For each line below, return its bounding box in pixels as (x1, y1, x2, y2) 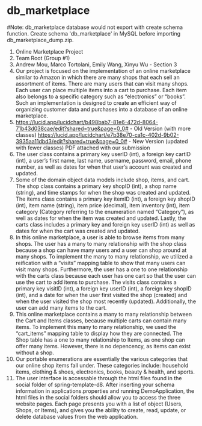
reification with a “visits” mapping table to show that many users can (15, 259, 186, 266)
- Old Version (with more (129, 125, 191, 132)
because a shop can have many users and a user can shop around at (15, 246, 187, 254)
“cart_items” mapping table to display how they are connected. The (15, 330, 183, 337)
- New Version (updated (128, 137, 188, 145)
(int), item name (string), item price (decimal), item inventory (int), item (15, 201, 190, 208)
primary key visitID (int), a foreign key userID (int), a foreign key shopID (15, 284, 192, 292)
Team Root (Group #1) (15, 54, 70, 61)
